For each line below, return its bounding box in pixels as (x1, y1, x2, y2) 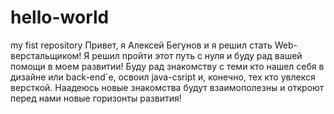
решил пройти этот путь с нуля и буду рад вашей (91, 49, 303, 61)
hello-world (10, 6, 110, 29)
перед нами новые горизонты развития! (10, 92, 182, 104)
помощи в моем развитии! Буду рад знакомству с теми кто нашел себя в (10, 60, 325, 72)
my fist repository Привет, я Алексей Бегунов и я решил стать (10, 39, 273, 51)
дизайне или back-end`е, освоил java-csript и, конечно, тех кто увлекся (10, 71, 316, 83)
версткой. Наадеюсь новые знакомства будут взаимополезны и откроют (10, 81, 325, 93)
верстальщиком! (10, 49, 82, 61)
